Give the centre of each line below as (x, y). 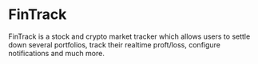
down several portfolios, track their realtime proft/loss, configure (115, 44)
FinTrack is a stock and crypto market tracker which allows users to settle (129, 36)
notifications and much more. (57, 53)
